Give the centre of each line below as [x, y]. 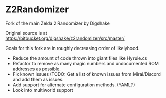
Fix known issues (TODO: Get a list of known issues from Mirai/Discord [87, 74]
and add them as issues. [38, 79]
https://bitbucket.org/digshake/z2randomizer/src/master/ [65, 38]
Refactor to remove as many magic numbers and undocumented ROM [86, 63]
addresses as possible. [37, 69]
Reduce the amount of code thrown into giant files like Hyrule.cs [80, 58]
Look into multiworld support [43, 90]
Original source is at [26, 33]
